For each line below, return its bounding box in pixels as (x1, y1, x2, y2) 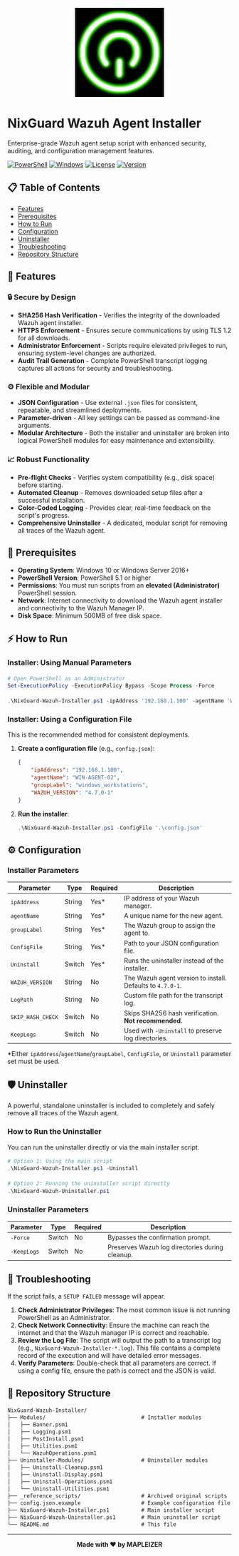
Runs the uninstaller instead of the (124, 956, 224, 965)
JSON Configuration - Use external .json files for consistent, (17, 398, 198, 406)
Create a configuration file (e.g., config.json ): (17, 744, 155, 753)
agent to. (124, 928, 151, 938)
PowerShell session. (17, 588, 78, 597)
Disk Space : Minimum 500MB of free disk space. (17, 611, 162, 620)
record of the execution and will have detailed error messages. (17, 1351, 201, 1360)
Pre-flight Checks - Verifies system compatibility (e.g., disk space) (17, 474, 216, 482)
